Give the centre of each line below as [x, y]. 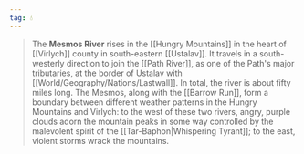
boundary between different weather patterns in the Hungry [144, 102]
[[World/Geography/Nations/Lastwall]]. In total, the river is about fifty [161, 82]
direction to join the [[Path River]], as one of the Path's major [180, 63]
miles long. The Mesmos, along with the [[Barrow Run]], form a [150, 92]
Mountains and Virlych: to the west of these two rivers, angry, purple [161, 111]
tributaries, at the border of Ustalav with [107, 73]
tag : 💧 [21, 18]
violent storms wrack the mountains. [100, 140]
